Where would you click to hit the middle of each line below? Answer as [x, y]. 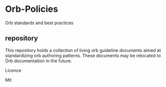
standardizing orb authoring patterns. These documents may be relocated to [83, 55]
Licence [13, 70]
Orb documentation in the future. [39, 61]
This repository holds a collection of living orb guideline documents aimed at [83, 50]
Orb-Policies [32, 9]
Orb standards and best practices [39, 23]
